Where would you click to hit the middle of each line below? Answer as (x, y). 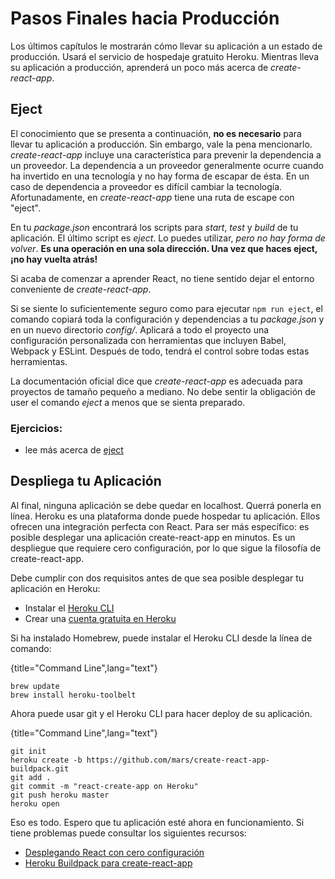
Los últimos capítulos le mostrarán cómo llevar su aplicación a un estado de (166, 46)
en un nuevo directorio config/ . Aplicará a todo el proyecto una (140, 329)
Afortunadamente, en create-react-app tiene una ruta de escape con (152, 197)
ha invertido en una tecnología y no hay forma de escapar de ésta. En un (160, 176)
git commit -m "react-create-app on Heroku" (104, 786)
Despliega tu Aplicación (86, 481)
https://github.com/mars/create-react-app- (178, 760)
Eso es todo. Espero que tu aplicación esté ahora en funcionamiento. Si (157, 822)
